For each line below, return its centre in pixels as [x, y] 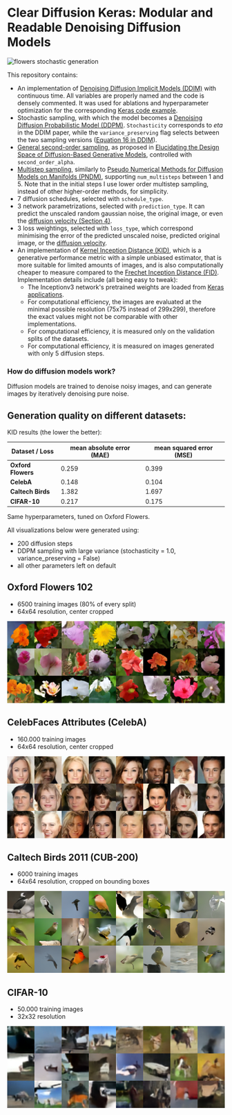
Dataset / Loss [32, 451]
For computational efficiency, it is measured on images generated [121, 346]
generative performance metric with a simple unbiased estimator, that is [119, 257]
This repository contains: [42, 75]
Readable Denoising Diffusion [94, 27]
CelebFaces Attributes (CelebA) [77, 722]
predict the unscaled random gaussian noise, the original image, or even [120, 213]
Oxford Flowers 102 [50, 587]
